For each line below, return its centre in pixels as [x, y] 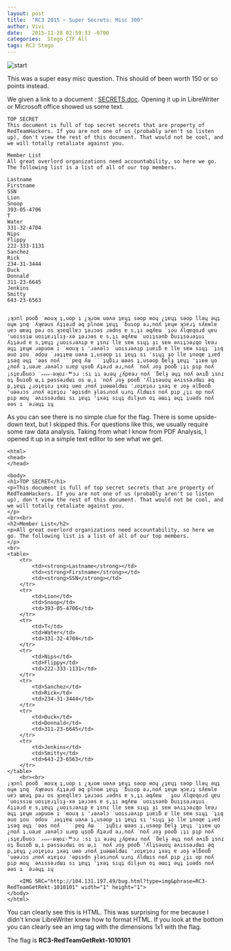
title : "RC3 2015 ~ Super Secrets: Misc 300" [75, 20]
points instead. [28, 86]
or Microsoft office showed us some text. [66, 107]
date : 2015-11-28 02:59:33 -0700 [58, 33]
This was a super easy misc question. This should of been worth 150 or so [113, 79]
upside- [206, 417]
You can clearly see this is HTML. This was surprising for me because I [108, 912]
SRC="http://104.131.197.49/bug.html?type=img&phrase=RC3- [121, 881]
